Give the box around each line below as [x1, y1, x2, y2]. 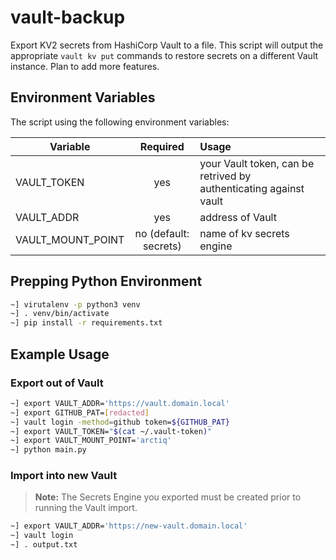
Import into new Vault [10, 469, 118, 483]
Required [139, 139, 185, 153]
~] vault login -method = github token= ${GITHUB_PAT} [10, 417, 230, 427]
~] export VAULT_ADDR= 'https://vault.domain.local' [10, 398, 230, 408]
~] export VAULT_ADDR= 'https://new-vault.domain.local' [10, 521, 248, 531]
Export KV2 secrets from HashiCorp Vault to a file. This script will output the [10, 39, 324, 51]
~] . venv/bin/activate [10, 309, 110, 319]
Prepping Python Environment [10, 273, 203, 290]
